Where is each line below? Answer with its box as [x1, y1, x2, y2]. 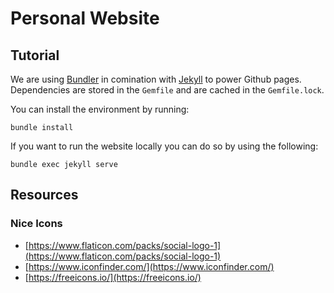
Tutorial [10, 47, 60, 64]
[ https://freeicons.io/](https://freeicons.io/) [24, 271, 202, 283]
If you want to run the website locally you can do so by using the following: [10, 140, 319, 152]
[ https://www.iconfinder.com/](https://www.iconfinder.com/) [24, 260, 275, 272]
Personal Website [10, 7, 160, 30]
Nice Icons [10, 217, 63, 231]
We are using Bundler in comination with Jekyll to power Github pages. [10, 73, 302, 85]
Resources [10, 187, 79, 204]
